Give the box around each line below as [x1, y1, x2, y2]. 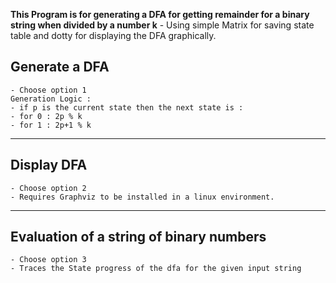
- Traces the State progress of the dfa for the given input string [10, 264, 302, 274]
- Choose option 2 [10, 183, 87, 193]
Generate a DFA [10, 59, 110, 76]
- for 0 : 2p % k [10, 111, 83, 121]
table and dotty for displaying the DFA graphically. [10, 30, 217, 41]
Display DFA [10, 157, 88, 174]
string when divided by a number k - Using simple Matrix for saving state [10, 19, 315, 31]
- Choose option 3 [10, 255, 87, 265]
